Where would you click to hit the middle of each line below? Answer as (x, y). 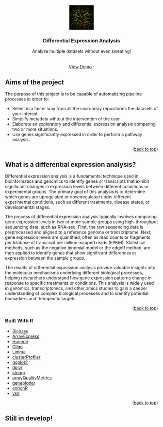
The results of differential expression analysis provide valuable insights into (80, 267)
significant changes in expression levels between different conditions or (77, 186)
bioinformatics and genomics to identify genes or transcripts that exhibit (77, 181)
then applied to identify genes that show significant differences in (71, 252)
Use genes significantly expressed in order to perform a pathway (77, 135)
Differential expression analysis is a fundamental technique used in (72, 176)
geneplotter (24, 383)
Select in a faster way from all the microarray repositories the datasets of (85, 109)
